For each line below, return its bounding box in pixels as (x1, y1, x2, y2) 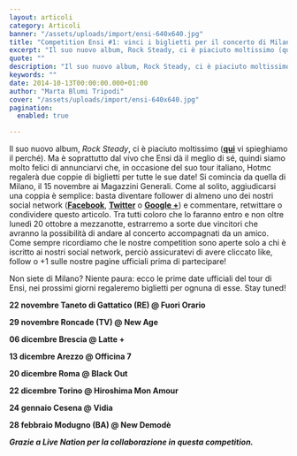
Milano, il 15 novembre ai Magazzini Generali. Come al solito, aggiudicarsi (9, 181, 277, 192)
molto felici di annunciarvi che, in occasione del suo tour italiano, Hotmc (9, 163, 272, 173)
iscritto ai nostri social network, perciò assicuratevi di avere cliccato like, (9, 247, 273, 257)
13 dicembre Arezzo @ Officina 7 (9, 351, 132, 362)
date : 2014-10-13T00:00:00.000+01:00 (9, 79, 148, 87)
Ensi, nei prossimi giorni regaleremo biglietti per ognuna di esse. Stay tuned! (9, 283, 286, 293)
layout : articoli (9, 12, 73, 22)
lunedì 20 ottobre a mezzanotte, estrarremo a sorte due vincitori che (9, 218, 259, 230)
